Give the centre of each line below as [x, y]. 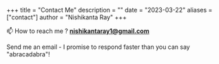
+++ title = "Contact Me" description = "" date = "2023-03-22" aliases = [109, 10]
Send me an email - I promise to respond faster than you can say [98, 47]
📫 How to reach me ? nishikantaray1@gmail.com [78, 31]
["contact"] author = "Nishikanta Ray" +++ [67, 17]
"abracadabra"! [28, 54]
